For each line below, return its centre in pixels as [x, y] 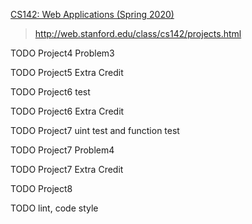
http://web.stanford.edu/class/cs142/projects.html [138, 33]
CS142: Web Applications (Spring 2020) [92, 14]
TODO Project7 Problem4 [62, 150]
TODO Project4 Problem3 [62, 53]
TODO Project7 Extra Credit [67, 169]
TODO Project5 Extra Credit [67, 72]
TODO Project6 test [50, 92]
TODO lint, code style [54, 208]
